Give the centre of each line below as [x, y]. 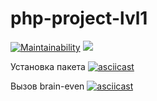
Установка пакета [48, 66]
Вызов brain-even [47, 86]
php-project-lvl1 [79, 18]
